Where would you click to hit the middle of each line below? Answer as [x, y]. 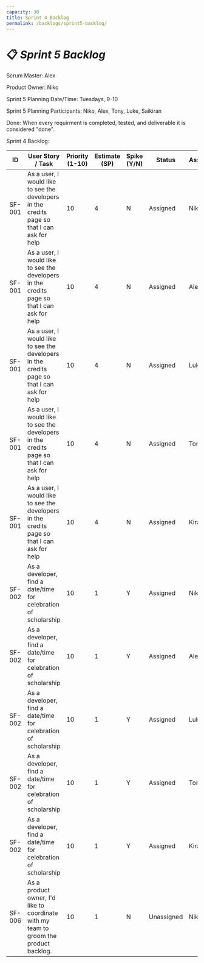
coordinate [42, 913]
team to [38, 928]
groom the [42, 936]
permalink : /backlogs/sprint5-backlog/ [57, 23]
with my [38, 921]
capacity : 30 [23, 12]
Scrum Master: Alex [31, 76]
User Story [44, 156]
